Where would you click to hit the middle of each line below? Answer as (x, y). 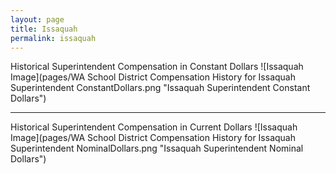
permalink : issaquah (53, 38)
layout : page (37, 19)
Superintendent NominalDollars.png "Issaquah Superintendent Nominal (157, 148)
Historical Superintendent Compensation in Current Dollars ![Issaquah (154, 127)
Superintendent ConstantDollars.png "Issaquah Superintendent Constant (160, 88)
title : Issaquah (44, 29)
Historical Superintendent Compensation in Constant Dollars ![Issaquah (157, 67)
